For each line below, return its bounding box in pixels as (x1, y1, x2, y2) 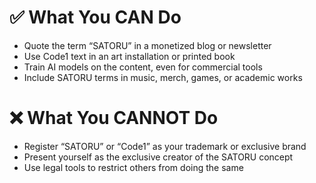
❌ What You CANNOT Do (9, 107, 219, 130)
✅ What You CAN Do (9, 6, 182, 29)
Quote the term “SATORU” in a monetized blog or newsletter (23, 39, 272, 51)
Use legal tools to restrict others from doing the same (23, 161, 244, 173)
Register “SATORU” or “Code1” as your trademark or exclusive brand (23, 140, 307, 152)
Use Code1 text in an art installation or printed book (23, 50, 236, 62)
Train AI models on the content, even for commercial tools (23, 61, 263, 73)
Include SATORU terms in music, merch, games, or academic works (23, 71, 303, 83)
